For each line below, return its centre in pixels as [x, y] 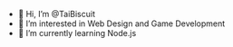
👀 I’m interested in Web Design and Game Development [121, 23]
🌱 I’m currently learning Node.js [77, 33]
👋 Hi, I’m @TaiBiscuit [56, 14]
